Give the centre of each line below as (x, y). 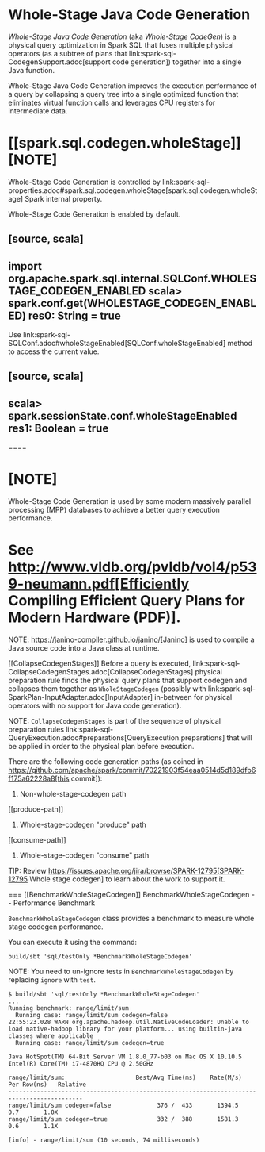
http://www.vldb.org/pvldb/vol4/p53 (132, 567)
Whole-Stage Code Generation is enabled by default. (95, 214)
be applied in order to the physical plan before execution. (101, 747)
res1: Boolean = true (59, 428)
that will (239, 738)
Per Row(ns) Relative (47, 1085)
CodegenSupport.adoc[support (59, 62)
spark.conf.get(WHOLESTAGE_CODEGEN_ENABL (132, 303)
